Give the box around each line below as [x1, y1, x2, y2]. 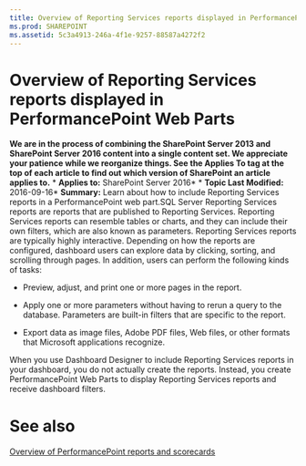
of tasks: [9, 264, 43, 275]
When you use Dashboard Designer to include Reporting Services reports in [9, 355, 294, 366]
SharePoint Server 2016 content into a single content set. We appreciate [9, 148, 289, 160]
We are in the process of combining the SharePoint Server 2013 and [9, 139, 271, 150]
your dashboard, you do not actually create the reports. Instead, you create [9, 364, 291, 375]
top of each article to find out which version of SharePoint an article [9, 168, 271, 179]
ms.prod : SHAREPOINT [9, 22, 88, 31]
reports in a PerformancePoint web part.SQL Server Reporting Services [9, 197, 278, 208]
